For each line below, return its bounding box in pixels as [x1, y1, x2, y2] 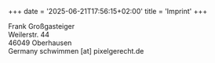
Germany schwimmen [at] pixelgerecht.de [8, 47, 144, 55]
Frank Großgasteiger [8, 22, 75, 30]
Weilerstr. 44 [8, 30, 49, 39]
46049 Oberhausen [8, 38, 72, 47]
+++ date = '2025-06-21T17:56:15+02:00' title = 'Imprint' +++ [8, 7, 208, 16]
